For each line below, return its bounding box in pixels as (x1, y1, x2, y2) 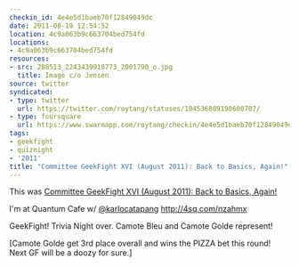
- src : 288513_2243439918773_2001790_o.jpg (9, 63, 174, 72)
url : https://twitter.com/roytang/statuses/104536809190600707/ (17, 104, 261, 113)
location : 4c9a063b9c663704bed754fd (9, 29, 145, 38)
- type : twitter (9, 95, 69, 105)
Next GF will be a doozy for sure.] (9, 247, 133, 258)
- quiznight (9, 145, 53, 154)
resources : (9, 54, 50, 63)
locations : (9, 37, 50, 47)
